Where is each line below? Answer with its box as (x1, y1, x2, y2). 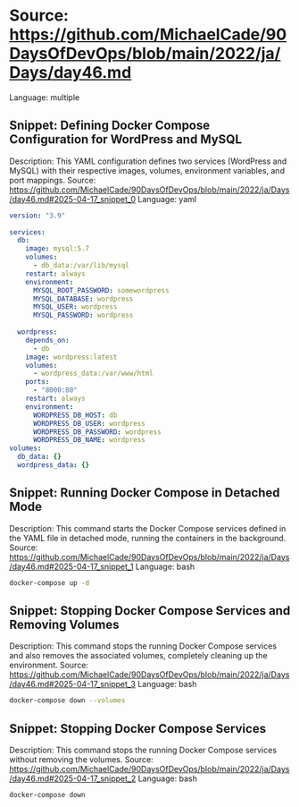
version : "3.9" (9, 211, 66, 220)
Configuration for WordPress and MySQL (9, 132, 243, 148)
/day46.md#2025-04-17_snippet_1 (9, 561, 134, 572)
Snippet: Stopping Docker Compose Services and (9, 603, 291, 618)
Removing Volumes (9, 616, 120, 632)
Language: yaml (137, 193, 197, 204)
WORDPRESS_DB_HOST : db (32, 411, 118, 420)
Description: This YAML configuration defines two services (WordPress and (9, 156, 287, 166)
